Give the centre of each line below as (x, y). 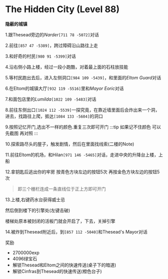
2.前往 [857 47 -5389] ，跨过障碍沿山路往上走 (52, 45)
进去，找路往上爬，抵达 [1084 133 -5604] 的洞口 (54, 116)
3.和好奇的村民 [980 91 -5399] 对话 (41, 56)
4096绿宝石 (25, 258)
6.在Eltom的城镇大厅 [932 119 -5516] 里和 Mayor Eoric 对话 (65, 88)
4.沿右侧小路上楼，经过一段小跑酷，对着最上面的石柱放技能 (67, 67)
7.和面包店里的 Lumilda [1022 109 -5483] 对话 (51, 99)
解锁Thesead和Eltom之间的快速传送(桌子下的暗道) (64, 265)
